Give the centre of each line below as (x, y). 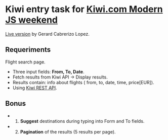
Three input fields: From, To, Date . (48, 72)
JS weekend (32, 20)
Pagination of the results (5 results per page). (68, 131)
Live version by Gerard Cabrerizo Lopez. (47, 34)
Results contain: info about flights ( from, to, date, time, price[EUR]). (83, 82)
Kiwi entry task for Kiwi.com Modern (84, 9)
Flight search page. (25, 62)
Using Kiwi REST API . (35, 88)
